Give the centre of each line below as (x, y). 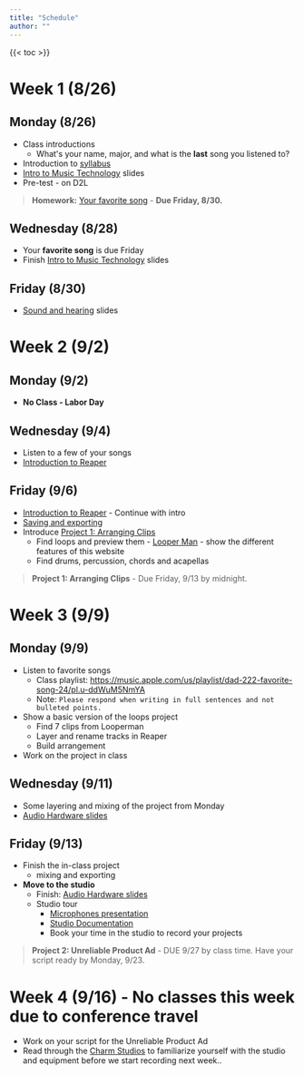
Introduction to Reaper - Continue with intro (104, 513)
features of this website (80, 551)
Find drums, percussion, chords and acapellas (123, 561)
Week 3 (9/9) (60, 615)
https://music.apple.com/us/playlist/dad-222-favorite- (191, 679)
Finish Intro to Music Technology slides (96, 260)
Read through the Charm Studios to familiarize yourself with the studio (154, 1051)
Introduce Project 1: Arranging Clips (89, 532)
